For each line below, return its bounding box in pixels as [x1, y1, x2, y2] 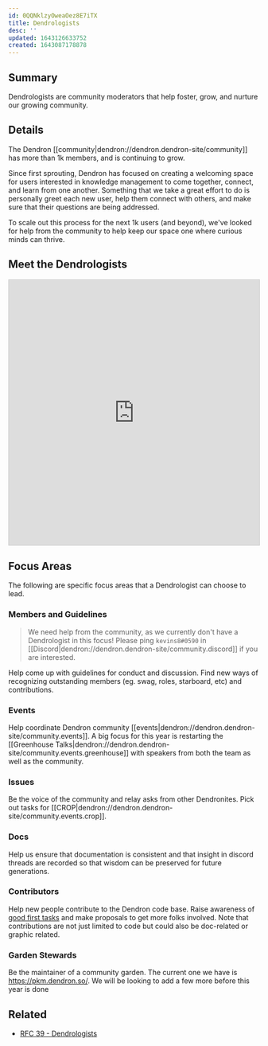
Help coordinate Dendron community [8, 722, 130, 732]
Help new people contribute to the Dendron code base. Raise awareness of [8, 904, 255, 914]
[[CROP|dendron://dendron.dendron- [51, 803, 173, 813]
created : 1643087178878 [8, 41, 87, 49]
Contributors [8, 886, 60, 897]
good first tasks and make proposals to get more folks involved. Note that [8, 912, 249, 922]
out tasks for [8, 803, 50, 813]
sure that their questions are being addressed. [8, 202, 160, 212]
